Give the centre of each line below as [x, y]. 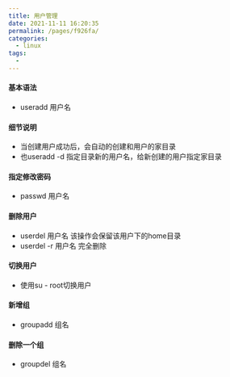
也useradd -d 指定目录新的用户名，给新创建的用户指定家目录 [121, 157]
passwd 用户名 [45, 196]
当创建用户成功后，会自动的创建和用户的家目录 [98, 147]
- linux [29, 46]
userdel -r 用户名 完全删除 [63, 245]
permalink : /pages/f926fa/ [54, 31]
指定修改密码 [29, 176]
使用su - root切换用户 [56, 285]
